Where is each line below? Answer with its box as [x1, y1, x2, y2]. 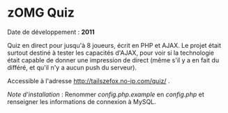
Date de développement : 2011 [7, 28, 96, 36]
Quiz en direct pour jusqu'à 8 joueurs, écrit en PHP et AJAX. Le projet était [7, 41, 222, 49]
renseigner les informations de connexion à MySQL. [7, 97, 157, 105]
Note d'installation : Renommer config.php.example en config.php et [7, 90, 204, 98]
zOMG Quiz [7, 5, 75, 21]
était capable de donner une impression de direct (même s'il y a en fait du [7, 55, 220, 64]
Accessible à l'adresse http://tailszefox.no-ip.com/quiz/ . [7, 76, 170, 85]
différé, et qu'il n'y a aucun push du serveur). [7, 63, 137, 71]
